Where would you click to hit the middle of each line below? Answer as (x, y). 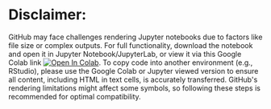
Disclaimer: (48, 15)
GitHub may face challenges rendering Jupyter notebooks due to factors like (135, 37)
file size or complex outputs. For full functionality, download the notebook (131, 45)
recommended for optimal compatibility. (75, 96)
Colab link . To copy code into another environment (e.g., (131, 63)
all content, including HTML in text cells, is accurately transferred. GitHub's (133, 79)
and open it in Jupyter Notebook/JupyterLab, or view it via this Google (125, 54)
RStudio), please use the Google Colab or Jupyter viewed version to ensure (133, 71)
